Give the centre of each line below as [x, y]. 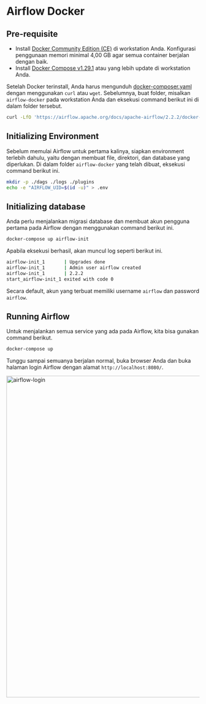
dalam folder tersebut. [34, 106]
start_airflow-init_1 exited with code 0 [60, 279]
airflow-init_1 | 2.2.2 [45, 273]
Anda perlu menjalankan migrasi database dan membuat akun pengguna [98, 221]
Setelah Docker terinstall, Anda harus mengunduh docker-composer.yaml [99, 86]
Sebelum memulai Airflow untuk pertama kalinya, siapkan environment [95, 151]
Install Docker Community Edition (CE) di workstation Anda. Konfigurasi [105, 48]
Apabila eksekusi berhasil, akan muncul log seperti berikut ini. [85, 251]
